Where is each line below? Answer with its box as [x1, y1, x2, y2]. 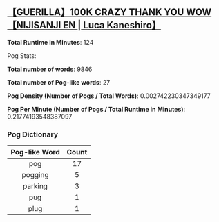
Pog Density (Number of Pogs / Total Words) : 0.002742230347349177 [7, 92, 211, 100]
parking [23, 181, 48, 191]
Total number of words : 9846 [7, 65, 93, 73]
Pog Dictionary [7, 130, 59, 139]
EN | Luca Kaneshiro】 [63, 19, 161, 31]
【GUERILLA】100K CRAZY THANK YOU [7, 6, 184, 19]
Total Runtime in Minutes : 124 [7, 38, 94, 46]
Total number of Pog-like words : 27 [7, 78, 111, 86]
